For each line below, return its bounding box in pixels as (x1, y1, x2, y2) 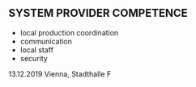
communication (19, 36, 73, 46)
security (19, 53, 49, 63)
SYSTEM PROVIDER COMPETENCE (8, 6, 188, 20)
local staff (19, 44, 54, 55)
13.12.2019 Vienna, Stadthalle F (8, 68, 112, 79)
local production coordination (19, 27, 119, 37)
